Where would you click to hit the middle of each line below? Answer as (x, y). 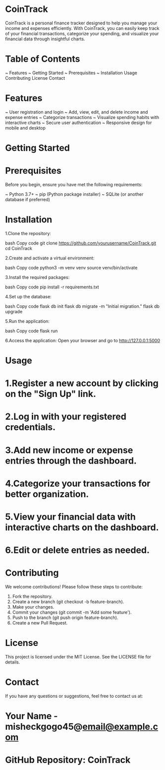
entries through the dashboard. (71, 460)
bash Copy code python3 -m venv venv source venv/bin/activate (71, 267)
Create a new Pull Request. (40, 623)
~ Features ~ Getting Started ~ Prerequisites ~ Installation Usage (71, 73)
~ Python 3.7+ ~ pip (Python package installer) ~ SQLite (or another (74, 194)
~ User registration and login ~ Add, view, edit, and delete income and (77, 112)
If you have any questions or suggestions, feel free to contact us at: (74, 696)
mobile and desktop (25, 128)
